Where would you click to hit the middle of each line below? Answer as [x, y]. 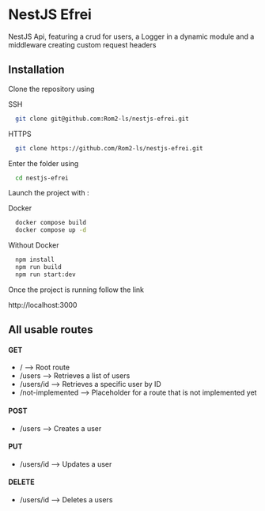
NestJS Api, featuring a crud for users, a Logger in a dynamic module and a [131, 36]
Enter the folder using [44, 163]
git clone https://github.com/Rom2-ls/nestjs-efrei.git [109, 148]
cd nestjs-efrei [42, 178]
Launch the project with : [49, 193]
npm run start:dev [46, 274]
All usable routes [51, 330]
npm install [35, 260]
